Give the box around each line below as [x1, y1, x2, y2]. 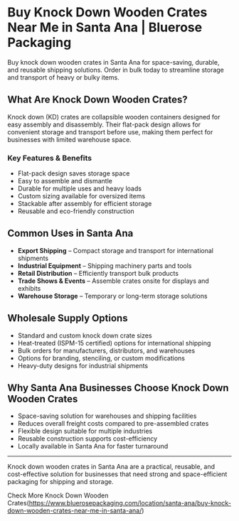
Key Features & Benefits [7, 153, 92, 163]
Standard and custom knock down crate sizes [17, 331, 152, 340]
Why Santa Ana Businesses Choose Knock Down [7, 382, 229, 394]
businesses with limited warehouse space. [7, 135, 132, 144]
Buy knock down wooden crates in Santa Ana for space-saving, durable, [7, 58, 220, 66]
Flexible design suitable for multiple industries [17, 427, 153, 436]
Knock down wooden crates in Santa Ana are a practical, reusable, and [7, 463, 216, 471]
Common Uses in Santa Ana [7, 227, 134, 240]
